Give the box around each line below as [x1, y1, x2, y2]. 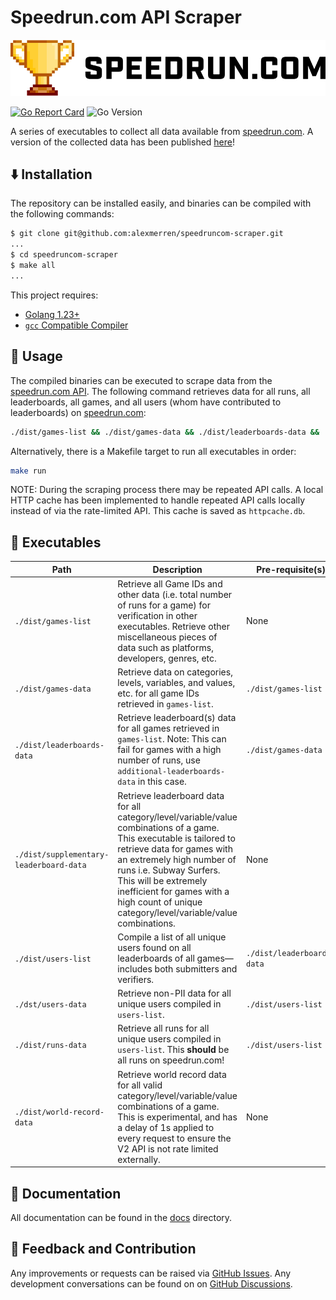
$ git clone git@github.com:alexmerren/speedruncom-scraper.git [10, 229, 284, 239]
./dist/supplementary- [14, 850, 110, 860]
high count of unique [117, 896, 203, 908]
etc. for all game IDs [117, 687, 200, 700]
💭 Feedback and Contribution [10, 1241, 197, 1258]
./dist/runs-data [14, 1040, 87, 1050]
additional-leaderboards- [117, 767, 226, 777]
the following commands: [10, 208, 115, 220]
